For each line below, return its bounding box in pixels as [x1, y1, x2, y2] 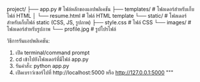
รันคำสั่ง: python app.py [15, 63, 70, 69]
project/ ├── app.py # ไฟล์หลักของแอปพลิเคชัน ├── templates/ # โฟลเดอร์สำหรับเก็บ [7, 6, 195, 12]
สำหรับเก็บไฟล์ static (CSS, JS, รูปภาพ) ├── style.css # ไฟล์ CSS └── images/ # [7, 19, 192, 26]
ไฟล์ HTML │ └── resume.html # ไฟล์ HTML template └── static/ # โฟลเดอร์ [7, 12, 187, 19]
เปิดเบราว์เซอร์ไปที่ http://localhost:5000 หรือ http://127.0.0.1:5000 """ [15, 69, 174, 76]
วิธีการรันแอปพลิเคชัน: [7, 37, 50, 44]
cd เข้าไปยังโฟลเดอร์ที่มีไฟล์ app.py [15, 56, 89, 63]
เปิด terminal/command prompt [15, 49, 90, 56]
